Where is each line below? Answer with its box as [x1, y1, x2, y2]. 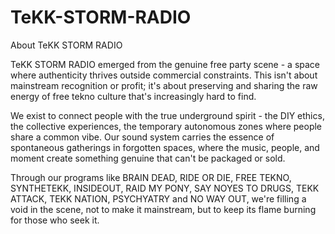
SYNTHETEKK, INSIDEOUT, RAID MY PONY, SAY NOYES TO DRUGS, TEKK [10, 182, 320, 194]
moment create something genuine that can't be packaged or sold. [10, 152, 286, 164]
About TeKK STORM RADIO [10, 39, 123, 51]
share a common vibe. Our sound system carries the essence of [10, 131, 275, 143]
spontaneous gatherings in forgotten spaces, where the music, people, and [10, 141, 320, 153]
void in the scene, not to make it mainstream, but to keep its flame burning [10, 203, 317, 215]
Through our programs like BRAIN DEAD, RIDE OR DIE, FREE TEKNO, [10, 171, 292, 183]
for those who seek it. [10, 214, 100, 226]
